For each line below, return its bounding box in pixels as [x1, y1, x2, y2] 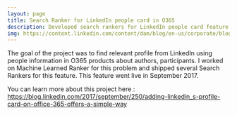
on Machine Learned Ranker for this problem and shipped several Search [7, 64, 220, 72]
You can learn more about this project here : [7, 85, 135, 93]
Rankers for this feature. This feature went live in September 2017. [7, 72, 199, 80]
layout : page [7, 10, 46, 18]
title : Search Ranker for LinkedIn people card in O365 [7, 17, 175, 24]
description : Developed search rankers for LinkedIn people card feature [7, 23, 229, 30]
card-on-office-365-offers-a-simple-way [7, 100, 128, 109]
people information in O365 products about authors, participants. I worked [7, 57, 224, 65]
